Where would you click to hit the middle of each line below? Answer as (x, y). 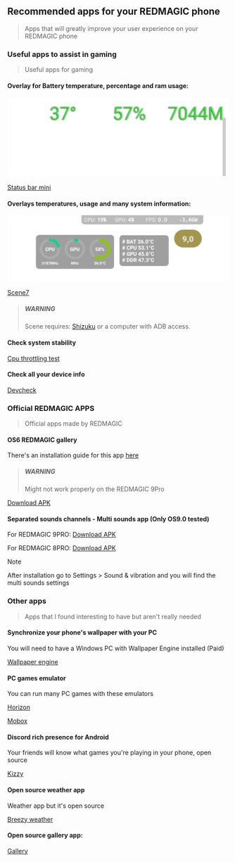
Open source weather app (46, 790)
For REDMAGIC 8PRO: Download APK (62, 548)
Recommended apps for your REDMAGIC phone (114, 12)
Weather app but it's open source (56, 806)
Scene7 (18, 293)
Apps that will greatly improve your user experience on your (111, 28)
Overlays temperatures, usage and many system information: (99, 203)
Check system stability (42, 342)
